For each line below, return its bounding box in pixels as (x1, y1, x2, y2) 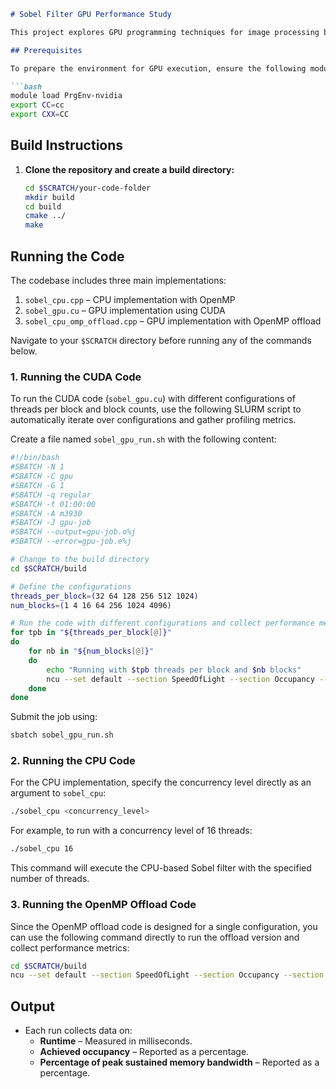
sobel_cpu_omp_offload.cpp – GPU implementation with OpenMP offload (24, 315, 322, 327)
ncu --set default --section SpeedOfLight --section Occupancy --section (10, 970, 325, 980)
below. (10, 345, 38, 357)
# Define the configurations (10, 581, 132, 592)
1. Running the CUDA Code (10, 370, 142, 384)
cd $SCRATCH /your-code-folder (24, 183, 152, 193)
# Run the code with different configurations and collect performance (10, 618, 315, 629)
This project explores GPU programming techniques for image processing (10, 27, 320, 37)
